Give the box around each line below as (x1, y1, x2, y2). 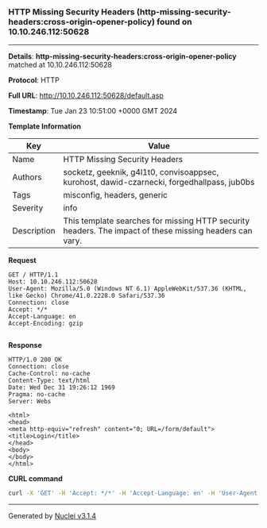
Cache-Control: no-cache (8, 370, 91, 378)
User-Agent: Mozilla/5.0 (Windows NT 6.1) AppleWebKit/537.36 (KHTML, (8, 285, 247, 293)
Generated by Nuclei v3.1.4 (8, 511, 97, 521)
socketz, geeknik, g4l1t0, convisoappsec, (63, 167, 219, 178)
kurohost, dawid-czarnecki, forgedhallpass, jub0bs (63, 177, 255, 188)
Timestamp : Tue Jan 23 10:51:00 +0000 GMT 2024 (8, 106, 178, 116)
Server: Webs (8, 398, 52, 406)
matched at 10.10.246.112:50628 (8, 60, 113, 70)
